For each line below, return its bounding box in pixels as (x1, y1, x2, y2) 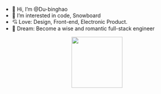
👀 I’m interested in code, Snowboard (11, 12, 101, 19)
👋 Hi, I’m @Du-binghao (11, 6, 68, 12)
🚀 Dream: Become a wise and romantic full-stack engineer (11, 25, 155, 32)
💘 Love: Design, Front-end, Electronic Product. (11, 18, 128, 25)
